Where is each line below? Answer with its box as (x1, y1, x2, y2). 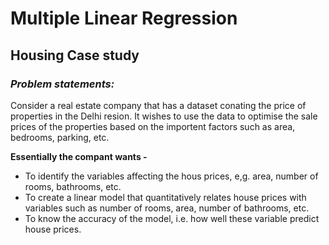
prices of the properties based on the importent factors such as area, (10, 120, 296, 132)
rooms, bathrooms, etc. (24, 180, 122, 192)
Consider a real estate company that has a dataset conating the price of (10, 99, 307, 111)
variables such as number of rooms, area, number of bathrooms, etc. (24, 202, 310, 214)
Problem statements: (10, 77, 115, 91)
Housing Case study (10, 47, 140, 64)
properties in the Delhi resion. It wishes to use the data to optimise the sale (10, 110, 318, 122)
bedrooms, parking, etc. (10, 131, 110, 143)
